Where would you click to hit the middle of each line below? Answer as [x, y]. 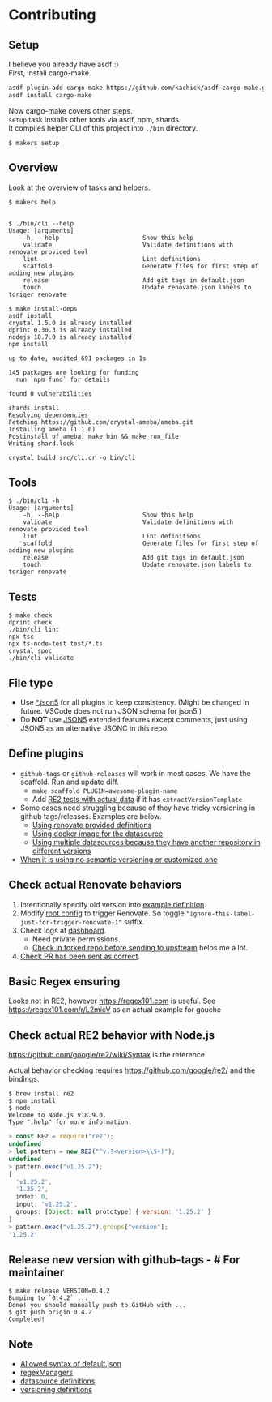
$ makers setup [34, 143]
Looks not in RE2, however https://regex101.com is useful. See [112, 1001]
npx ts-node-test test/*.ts [56, 644]
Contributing [52, 15]
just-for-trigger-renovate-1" [71, 922]
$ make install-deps [43, 309]
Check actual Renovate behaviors [95, 885]
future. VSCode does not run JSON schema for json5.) [111, 711]
